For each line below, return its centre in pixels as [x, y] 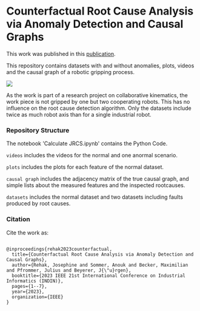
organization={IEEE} [38, 297]
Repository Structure [38, 130]
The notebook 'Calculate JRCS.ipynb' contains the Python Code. [87, 143]
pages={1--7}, [29, 286]
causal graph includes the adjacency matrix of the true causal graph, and [98, 179]
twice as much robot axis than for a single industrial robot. [79, 114]
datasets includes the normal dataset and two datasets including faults [95, 197]
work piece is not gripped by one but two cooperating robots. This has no [98, 101]
